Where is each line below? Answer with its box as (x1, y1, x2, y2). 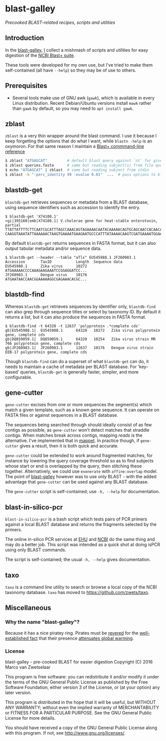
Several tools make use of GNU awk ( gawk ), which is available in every (12, 95, 155, 101)
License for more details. (5, 715, 56, 721)
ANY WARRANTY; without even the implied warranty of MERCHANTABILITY (5, 704, 160, 710)
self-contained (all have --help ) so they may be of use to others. (5, 67, 136, 73)
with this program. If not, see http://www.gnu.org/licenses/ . (5, 730, 126, 736)
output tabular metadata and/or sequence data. (5, 245, 102, 251)
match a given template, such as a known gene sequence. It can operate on (5, 407, 160, 413)
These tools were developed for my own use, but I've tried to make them (5, 62, 153, 68)
